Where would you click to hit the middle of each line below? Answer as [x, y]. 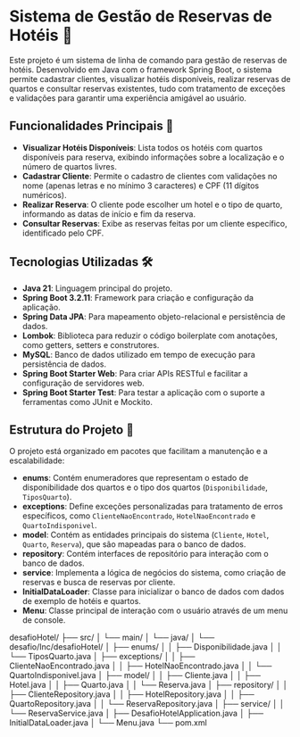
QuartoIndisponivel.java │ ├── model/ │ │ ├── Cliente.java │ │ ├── [135, 675]
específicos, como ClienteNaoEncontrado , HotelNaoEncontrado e [139, 516]
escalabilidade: [37, 460]
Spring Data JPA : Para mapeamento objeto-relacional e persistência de [154, 316]
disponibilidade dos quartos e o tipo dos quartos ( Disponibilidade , [145, 487]
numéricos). [44, 195]
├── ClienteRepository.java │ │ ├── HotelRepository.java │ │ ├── [132, 694]
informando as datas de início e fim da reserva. [109, 214]
